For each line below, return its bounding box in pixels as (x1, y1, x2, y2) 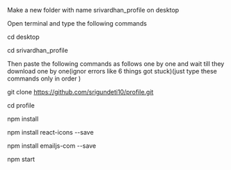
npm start (7, 155, 35, 163)
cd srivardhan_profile (7, 46, 68, 54)
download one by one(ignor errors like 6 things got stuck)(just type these (7, 67, 217, 75)
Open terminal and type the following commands (7, 19, 148, 27)
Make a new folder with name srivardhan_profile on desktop (7, 6, 180, 14)
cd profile (7, 101, 35, 110)
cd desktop (7, 33, 40, 41)
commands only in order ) (7, 74, 81, 83)
